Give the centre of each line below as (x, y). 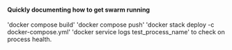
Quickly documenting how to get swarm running (79, 10)
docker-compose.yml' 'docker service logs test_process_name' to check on (116, 32)
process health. (30, 39)
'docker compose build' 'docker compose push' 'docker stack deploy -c (111, 25)
